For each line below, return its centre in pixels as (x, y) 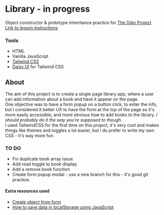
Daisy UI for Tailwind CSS (38, 67)
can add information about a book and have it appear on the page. (72, 99)
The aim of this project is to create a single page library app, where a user (80, 94)
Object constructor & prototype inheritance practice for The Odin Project (78, 23)
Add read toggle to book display (45, 164)
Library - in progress (48, 9)
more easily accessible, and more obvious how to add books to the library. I (81, 115)
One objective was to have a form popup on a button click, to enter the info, (81, 104)
